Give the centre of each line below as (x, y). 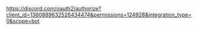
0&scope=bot (23, 21)
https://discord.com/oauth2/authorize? (54, 9)
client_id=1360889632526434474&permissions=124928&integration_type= (99, 15)
